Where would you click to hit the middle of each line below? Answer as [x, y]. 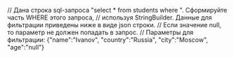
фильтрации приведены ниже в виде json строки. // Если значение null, [114, 25]
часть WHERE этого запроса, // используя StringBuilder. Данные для [110, 17]
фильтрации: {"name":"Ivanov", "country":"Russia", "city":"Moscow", [108, 40]
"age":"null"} [26, 47]
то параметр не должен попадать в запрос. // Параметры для [100, 32]
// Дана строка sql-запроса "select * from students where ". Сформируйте [117, 10]
